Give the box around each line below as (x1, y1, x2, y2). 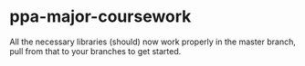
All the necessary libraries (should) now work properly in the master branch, (9, 36, 297, 47)
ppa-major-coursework (9, 6, 192, 27)
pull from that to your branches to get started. (9, 45, 182, 56)
